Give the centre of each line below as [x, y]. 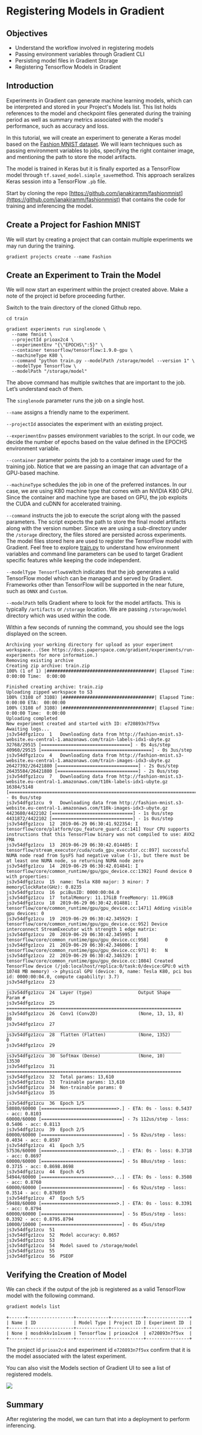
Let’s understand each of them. [45, 389]
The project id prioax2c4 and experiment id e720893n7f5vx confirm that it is [99, 1350]
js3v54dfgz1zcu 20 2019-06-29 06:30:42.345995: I [72, 935]
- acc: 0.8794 [24, 1209]
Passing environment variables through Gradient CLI [80, 54]
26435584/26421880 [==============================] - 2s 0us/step [93, 771]
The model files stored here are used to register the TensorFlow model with [99, 541]
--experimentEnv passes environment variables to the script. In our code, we [101, 436]
